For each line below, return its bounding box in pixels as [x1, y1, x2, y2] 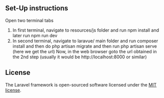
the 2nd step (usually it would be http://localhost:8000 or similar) [12, 54, 147, 60]
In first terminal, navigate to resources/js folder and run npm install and [12, 27, 159, 33]
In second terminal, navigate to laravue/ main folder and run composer [12, 38, 158, 44]
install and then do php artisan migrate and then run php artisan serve [12, 43, 157, 49]
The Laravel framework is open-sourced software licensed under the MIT [5, 81, 157, 87]
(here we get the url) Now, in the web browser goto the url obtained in [12, 48, 157, 54]
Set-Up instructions [5, 4, 69, 13]
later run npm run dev [12, 32, 58, 38]
